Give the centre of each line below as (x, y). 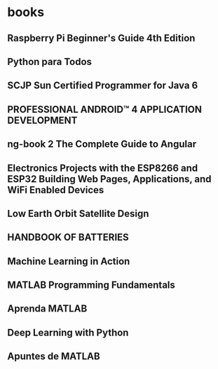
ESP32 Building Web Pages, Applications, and (109, 179)
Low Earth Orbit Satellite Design (78, 213)
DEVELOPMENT (42, 120)
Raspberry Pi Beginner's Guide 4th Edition (101, 38)
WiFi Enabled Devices (56, 190)
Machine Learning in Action (69, 261)
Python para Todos (50, 61)
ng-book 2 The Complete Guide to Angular (102, 144)
